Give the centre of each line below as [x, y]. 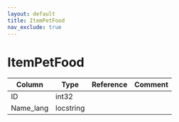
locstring [70, 109]
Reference [109, 84]
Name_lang [30, 109]
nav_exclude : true [34, 27]
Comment [151, 84]
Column [30, 84]
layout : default [31, 14]
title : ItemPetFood [36, 21]
